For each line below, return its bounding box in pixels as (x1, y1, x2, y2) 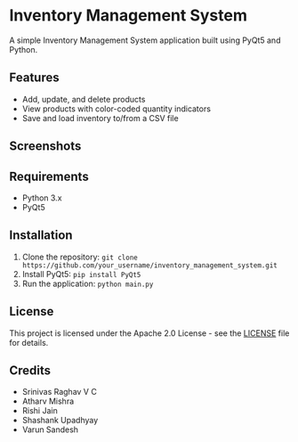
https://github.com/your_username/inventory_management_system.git (21, 260, 278, 270)
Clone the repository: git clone (21, 251, 138, 262)
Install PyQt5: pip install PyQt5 (21, 268, 141, 279)
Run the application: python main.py (21, 278, 154, 289)
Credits (9, 363, 52, 378)
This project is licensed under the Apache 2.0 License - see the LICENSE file (9, 327, 290, 339)
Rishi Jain (21, 405, 58, 416)
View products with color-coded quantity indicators (21, 103, 212, 114)
